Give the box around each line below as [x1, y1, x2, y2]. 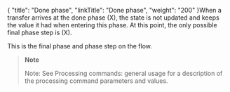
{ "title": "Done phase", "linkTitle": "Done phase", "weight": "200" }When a [7, 6, 222, 14]
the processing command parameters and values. [24, 77, 168, 85]
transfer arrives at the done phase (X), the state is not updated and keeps [7, 13, 219, 22]
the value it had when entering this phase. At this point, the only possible [7, 21, 217, 29]
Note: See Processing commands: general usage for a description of [24, 70, 223, 77]
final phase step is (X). [7, 28, 72, 37]
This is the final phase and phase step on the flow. [7, 42, 153, 50]
